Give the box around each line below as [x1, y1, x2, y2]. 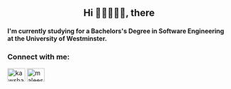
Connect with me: [7, 52, 70, 61]
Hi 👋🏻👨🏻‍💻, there [83, 7, 155, 19]
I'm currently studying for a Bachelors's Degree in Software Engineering [7, 26, 225, 35]
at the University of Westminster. [7, 34, 108, 42]
